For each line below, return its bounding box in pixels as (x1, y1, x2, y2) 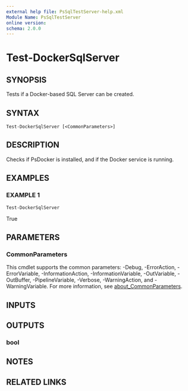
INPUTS (6, 300, 36, 310)
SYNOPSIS (6, 75, 47, 85)
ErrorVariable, (6, 270, 40, 278)
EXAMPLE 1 (6, 191, 40, 199)
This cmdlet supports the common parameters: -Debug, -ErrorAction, (6, 264, 177, 271)
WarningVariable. (6, 283, 49, 290)
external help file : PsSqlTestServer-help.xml (6, 8, 124, 15)
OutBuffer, (6, 276, 32, 284)
